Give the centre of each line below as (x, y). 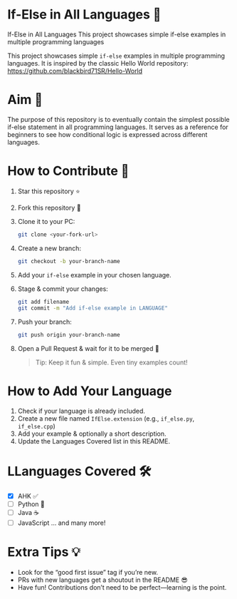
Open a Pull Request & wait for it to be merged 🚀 (88, 349)
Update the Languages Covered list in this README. (94, 441)
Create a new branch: (49, 248)
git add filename (43, 302)
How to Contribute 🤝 (68, 171)
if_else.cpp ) (36, 426)
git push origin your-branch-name (69, 335)
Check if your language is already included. (81, 411)
